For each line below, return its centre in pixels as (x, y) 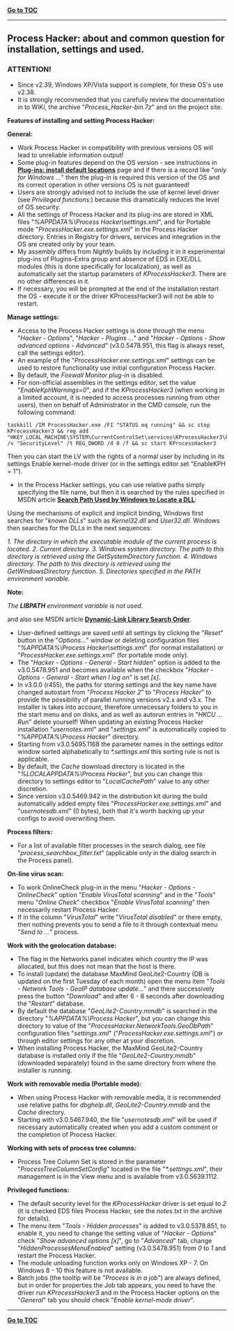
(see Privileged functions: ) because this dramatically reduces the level (118, 199)
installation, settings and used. (76, 49)
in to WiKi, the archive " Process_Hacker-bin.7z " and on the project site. (120, 107)
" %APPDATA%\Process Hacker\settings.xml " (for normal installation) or (120, 647)
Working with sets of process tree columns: (72, 1148)
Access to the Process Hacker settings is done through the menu (110, 330)
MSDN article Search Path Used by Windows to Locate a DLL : (107, 500)
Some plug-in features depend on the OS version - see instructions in (117, 162)
